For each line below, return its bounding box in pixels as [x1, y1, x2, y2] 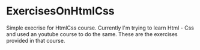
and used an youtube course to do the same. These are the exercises [6, 30, 178, 37]
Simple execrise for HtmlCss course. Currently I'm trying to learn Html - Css [6, 24, 194, 31]
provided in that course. [6, 37, 65, 44]
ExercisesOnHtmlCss [6, 4, 115, 18]
